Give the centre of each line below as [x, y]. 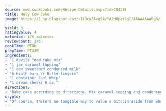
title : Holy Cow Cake [27, 14]
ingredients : [19, 55]
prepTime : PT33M [22, 51]
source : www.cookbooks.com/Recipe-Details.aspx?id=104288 [66, 10]
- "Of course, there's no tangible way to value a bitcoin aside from [79, 101]
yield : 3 [14, 28]
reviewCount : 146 [23, 42]
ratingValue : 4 [21, 33]
